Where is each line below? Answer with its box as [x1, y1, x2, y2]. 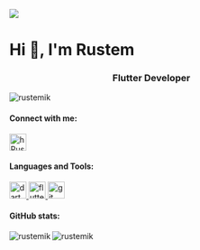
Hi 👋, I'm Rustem [9, 40, 135, 60]
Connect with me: [9, 113, 78, 124]
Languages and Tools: [9, 161, 95, 171]
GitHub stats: [9, 210, 60, 221]
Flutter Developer [112, 72, 191, 85]
